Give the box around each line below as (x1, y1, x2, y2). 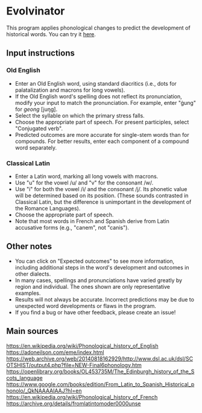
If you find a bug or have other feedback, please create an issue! (14, 309, 176, 316)
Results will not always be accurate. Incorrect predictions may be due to (14, 295, 195, 303)
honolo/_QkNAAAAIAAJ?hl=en (6, 387, 82, 394)
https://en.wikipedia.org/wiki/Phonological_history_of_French (6, 393, 158, 400)
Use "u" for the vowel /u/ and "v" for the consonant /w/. (14, 179, 154, 186)
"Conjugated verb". (14, 125, 63, 132)
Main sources (6, 326, 58, 336)
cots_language (6, 374, 43, 381)
